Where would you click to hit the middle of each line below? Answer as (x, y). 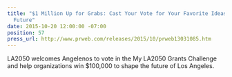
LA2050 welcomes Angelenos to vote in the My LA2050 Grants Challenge (112, 58)
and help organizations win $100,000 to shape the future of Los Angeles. (111, 66)
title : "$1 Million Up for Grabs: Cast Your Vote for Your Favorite (108, 13)
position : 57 (26, 33)
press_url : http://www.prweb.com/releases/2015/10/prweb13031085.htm (109, 39)
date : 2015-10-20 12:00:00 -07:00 (57, 26)
